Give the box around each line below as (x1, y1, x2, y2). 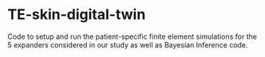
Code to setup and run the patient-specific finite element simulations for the (7, 32, 257, 41)
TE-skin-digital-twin (7, 6, 146, 24)
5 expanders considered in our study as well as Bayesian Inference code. (7, 40, 248, 49)
